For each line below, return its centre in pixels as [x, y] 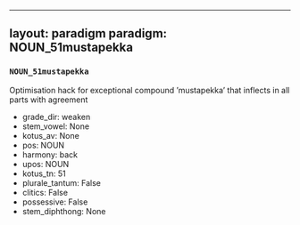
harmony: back [50, 154]
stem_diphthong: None [64, 211]
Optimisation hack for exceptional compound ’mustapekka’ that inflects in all [150, 90]
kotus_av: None [51, 135]
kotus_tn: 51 [44, 173]
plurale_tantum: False [61, 182]
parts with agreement [49, 100]
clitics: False [45, 192]
